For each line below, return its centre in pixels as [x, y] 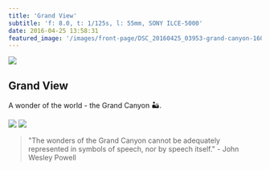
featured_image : [35, 38]
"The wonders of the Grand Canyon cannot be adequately [124, 140]
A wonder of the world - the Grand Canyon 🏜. [85, 106]
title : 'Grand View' [43, 16]
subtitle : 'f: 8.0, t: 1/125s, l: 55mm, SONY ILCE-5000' [106, 23]
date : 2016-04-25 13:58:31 [53, 30]
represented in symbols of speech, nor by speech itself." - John [133, 149]
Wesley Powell [52, 158]
